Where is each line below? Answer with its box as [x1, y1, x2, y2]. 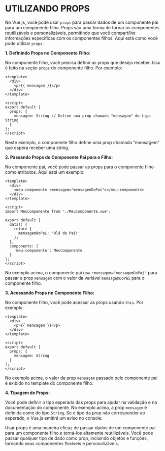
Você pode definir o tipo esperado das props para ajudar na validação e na [5, 399, 157, 405]
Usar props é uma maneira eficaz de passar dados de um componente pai [5, 424, 156, 431]
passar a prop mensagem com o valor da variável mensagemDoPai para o [5, 275, 145, 281]
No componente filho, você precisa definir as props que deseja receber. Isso [5, 59, 161, 65]
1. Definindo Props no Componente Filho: [5, 50, 91, 56]
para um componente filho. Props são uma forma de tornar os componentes [5, 24, 160, 30]
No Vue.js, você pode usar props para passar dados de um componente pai [5, 19, 159, 25]
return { [14, 226, 32, 231]
